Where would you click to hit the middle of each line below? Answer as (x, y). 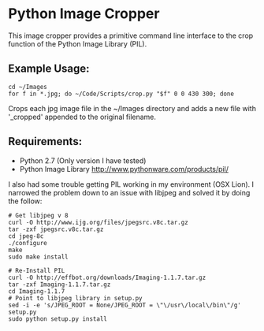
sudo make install (38, 257)
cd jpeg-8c (26, 236)
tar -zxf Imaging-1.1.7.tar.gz (59, 285)
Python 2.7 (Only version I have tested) (83, 160)
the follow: (25, 201)
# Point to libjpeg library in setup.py (76, 298)
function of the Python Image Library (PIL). (78, 43)
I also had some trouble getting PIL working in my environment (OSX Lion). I (131, 184)
